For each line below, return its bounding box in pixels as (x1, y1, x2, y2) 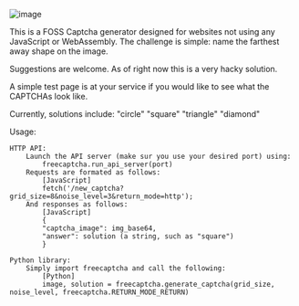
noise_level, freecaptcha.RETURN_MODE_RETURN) (9, 288, 190, 297)
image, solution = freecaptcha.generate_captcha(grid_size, (42, 280, 275, 289)
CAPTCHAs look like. (9, 91, 88, 101)
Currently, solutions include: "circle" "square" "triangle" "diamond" (9, 109, 261, 119)
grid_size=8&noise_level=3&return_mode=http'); (9, 192, 194, 201)
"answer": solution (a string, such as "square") (42, 232, 234, 241)
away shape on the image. (9, 46, 108, 57)
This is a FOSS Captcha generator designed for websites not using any (9, 26, 275, 37)
